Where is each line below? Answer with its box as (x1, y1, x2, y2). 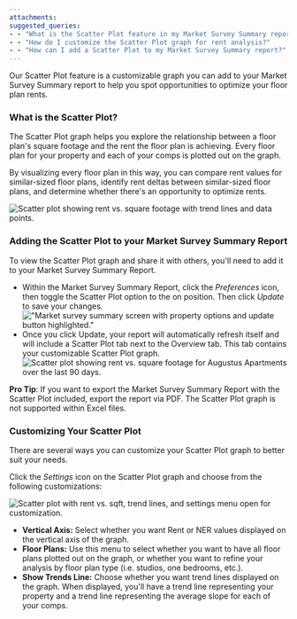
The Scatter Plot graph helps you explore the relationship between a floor (9, 131, 277, 142)
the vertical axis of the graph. (21, 534, 130, 545)
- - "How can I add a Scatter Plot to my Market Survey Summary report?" (9, 46, 287, 55)
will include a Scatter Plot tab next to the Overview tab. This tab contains (21, 338, 287, 349)
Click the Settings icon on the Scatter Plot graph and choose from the (9, 472, 263, 482)
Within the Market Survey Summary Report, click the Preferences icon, (21, 281, 280, 293)
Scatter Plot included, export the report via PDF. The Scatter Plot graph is (9, 393, 277, 404)
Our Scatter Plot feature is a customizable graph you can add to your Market (9, 70, 287, 81)
